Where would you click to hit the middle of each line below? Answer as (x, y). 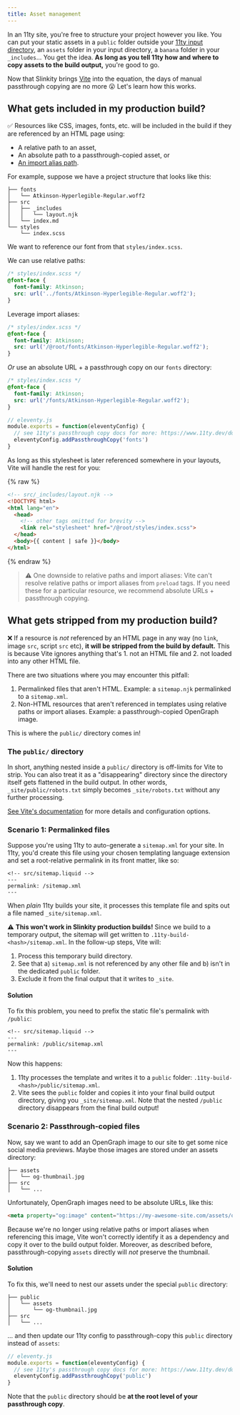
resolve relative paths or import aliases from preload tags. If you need (127, 582)
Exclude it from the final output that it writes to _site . (96, 979)
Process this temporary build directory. (75, 956)
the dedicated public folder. (59, 971)
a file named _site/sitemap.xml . (55, 913)
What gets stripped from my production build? (112, 621)
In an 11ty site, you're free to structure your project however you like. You (115, 34)
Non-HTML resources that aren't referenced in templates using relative (122, 704)
